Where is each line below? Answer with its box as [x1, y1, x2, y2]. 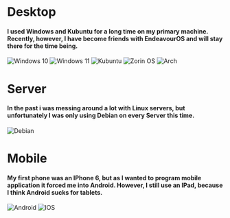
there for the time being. [7, 42, 78, 50]
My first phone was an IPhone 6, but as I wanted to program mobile [7, 173, 202, 182]
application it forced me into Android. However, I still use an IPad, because [7, 181, 223, 189]
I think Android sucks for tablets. [7, 188, 103, 196]
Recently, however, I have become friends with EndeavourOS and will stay [7, 34, 223, 43]
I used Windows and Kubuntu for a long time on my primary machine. [7, 27, 209, 35]
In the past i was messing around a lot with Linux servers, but [7, 104, 185, 112]
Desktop [7, 4, 56, 20]
